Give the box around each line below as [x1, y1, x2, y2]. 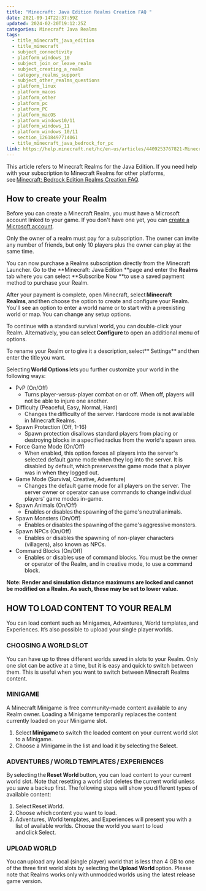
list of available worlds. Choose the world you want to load [15, 822, 164, 830]
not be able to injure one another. [24, 397, 109, 405]
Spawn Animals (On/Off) [15, 501, 77, 509]
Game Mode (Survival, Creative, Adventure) [15, 476, 126, 483]
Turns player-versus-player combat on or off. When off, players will [24, 391, 194, 398]
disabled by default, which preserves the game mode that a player [24, 463, 191, 470]
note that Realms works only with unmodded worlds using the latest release [6, 871, 196, 878]
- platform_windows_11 [12, 123, 70, 129]
